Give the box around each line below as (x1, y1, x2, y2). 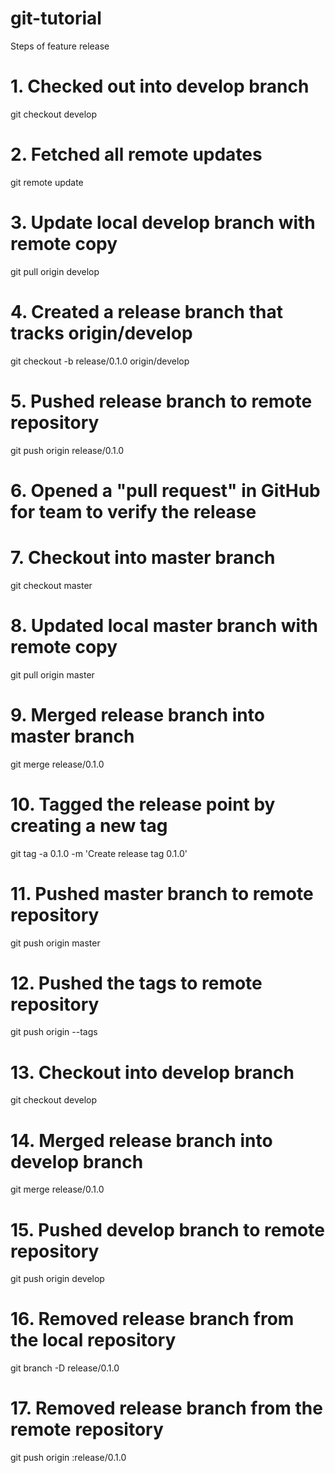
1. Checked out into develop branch (10, 75, 310, 98)
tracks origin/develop (10, 322, 193, 344)
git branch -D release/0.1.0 (10, 1362, 120, 1374)
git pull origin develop (10, 265, 100, 277)
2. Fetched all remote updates (10, 143, 263, 166)
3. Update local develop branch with (10, 212, 316, 234)
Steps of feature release (10, 40, 110, 52)
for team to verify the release (10, 500, 257, 523)
